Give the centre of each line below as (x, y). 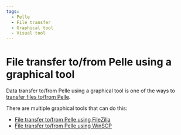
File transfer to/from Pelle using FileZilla (62, 120)
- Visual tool (28, 33)
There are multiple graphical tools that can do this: (67, 108)
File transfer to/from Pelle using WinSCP (63, 126)
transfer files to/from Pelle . (38, 97)
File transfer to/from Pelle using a (89, 62)
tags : (13, 11)
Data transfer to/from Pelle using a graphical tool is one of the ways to (91, 91)
